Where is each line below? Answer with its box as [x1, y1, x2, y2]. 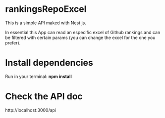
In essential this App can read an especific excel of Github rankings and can [5, 29, 161, 35]
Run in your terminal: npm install [5, 73, 72, 79]
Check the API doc [5, 91, 83, 102]
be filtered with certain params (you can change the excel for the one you [5, 35, 156, 40]
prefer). [5, 39, 21, 45]
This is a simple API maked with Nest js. [5, 20, 87, 26]
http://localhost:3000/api [5, 107, 56, 113]
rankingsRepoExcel [5, 3, 87, 15]
